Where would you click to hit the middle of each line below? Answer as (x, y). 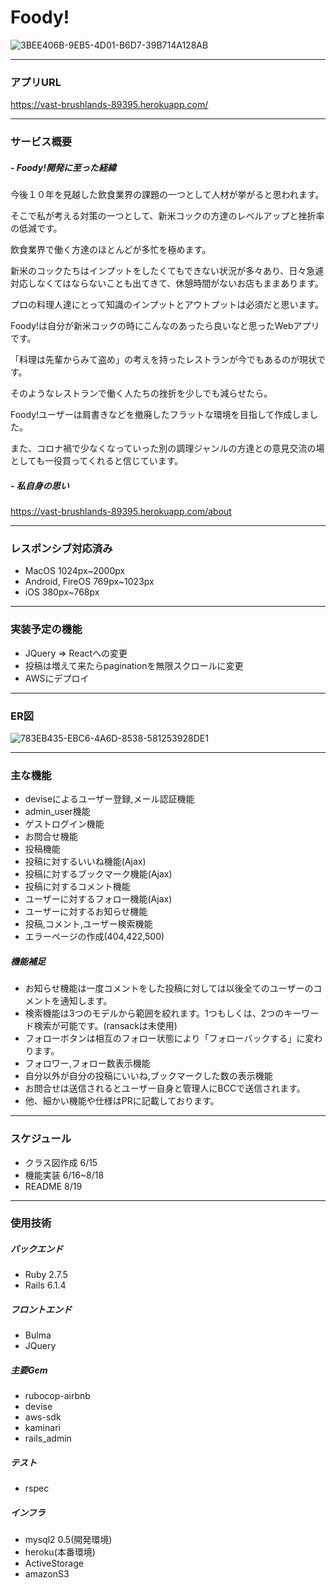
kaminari (42, 1428)
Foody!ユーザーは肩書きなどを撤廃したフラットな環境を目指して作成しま (160, 415)
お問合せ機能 (51, 837)
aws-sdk (43, 1417)
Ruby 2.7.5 (46, 1275)
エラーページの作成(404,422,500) (94, 937)
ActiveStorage (54, 1563)
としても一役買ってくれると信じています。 (97, 461)
